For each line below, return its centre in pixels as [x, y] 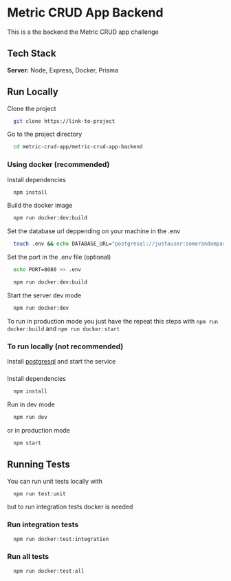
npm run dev [31, 417]
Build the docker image [40, 206]
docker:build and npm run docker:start [64, 328]
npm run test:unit [40, 494]
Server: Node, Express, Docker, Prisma [63, 70]
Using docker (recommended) [58, 165]
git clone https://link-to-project [64, 121]
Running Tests [38, 465]
